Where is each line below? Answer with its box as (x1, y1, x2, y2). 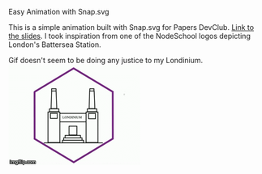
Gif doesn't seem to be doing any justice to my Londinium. (8, 56, 204, 65)
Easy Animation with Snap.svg (8, 7, 110, 16)
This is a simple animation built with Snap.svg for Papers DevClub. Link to (8, 23, 254, 32)
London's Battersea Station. (8, 40, 101, 49)
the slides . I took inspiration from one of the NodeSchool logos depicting (8, 32, 251, 40)
